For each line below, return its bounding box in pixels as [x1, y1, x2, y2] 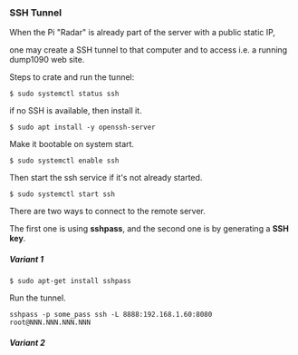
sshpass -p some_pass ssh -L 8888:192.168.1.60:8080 [9, 311, 213, 320]
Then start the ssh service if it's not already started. [9, 173, 203, 183]
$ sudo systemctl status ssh [9, 89, 120, 99]
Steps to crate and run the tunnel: [9, 72, 135, 83]
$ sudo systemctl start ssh [9, 190, 116, 199]
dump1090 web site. [9, 54, 85, 65]
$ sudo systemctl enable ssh [9, 156, 120, 165]
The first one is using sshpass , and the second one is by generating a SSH [9, 223, 290, 234]
